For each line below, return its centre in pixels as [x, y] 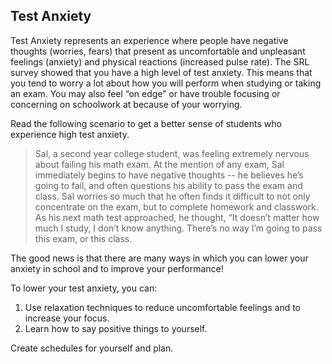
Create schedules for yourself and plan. [92, 348]
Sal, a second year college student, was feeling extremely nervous [172, 153]
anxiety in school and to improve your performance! [117, 268]
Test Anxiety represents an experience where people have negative [149, 40]
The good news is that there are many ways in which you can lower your [159, 258]
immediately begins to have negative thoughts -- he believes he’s [169, 175]
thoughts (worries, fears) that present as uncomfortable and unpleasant [158, 51]
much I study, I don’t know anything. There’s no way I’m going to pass [178, 228]
